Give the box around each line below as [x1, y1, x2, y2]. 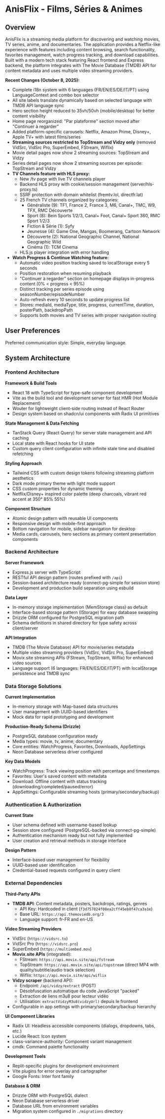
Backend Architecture [5, 548, 59, 555]
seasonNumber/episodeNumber [19, 291, 85, 297]
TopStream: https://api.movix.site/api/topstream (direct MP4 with [19, 962, 159, 967]
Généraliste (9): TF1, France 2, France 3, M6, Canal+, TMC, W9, [27, 202, 156, 208]
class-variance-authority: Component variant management [12, 1038, 132, 1044]
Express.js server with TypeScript [12, 569, 81, 575]
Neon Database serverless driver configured [12, 749, 103, 755]
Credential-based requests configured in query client [12, 867, 121, 873]
